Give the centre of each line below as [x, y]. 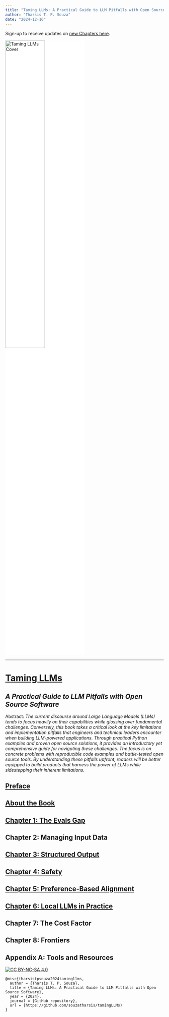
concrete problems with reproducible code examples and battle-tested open [84, 754]
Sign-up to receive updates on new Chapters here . [58, 34]
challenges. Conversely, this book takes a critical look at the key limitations [83, 727]
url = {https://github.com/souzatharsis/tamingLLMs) [66, 1005]
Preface [18, 786]
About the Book [30, 803]
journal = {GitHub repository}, [44, 1001]
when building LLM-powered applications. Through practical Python [76, 738]
